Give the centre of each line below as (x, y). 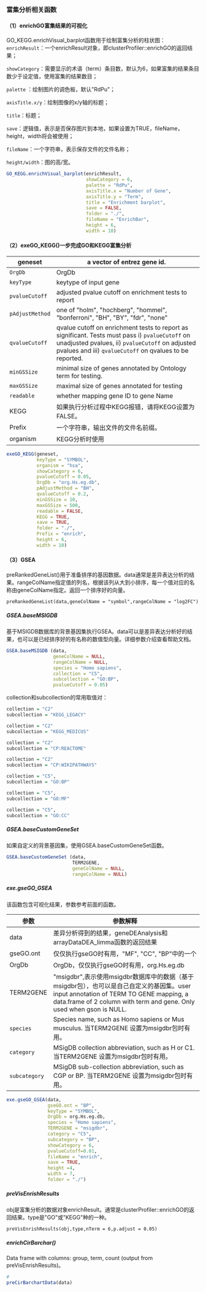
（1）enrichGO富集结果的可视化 (47, 25)
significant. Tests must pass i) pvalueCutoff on (123, 335)
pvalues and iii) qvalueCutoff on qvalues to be (122, 350)
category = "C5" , (70, 1134)
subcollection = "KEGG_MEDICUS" (48, 731)
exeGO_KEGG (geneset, (33, 454)
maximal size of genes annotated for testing (119, 386)
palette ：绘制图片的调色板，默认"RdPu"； (61, 90)
